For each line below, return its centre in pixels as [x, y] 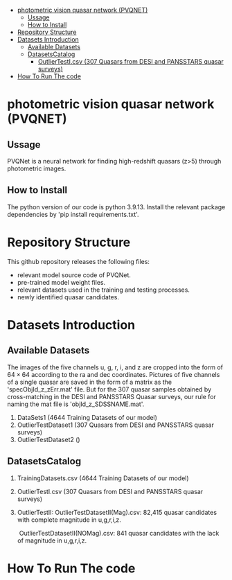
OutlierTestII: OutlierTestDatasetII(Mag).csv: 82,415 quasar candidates [117, 512]
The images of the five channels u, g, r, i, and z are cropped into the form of [115, 367]
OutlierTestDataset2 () [49, 439]
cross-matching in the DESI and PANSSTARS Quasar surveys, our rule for [112, 396]
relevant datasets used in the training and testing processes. [104, 290]
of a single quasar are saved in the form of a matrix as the [89, 382]
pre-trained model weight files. [61, 282]
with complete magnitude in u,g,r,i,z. [69, 520]
